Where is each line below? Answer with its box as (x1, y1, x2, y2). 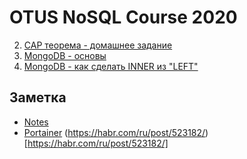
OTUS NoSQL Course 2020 (9, 6, 238, 29)
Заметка (9, 89, 67, 106)
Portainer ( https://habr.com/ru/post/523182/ (23, 126, 206, 138)
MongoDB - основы (23, 49, 107, 61)
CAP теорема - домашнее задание (23, 39, 173, 51)
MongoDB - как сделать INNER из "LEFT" (23, 60, 199, 72)
